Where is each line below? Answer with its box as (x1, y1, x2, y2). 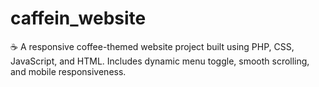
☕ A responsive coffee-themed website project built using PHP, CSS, (10, 40, 295, 52)
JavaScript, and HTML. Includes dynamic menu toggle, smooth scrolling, (10, 55, 310, 67)
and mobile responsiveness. (10, 65, 127, 77)
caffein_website (10, 7, 147, 30)
